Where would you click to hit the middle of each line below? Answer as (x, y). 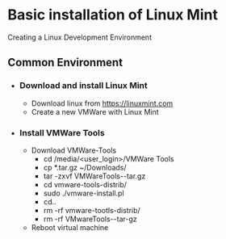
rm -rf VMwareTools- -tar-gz (90, 219)
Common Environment (65, 63)
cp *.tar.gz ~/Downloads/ (85, 167)
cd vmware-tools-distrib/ (85, 184)
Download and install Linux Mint (84, 86)
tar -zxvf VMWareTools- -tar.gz (94, 176)
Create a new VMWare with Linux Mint (95, 111)
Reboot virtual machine (70, 227)
